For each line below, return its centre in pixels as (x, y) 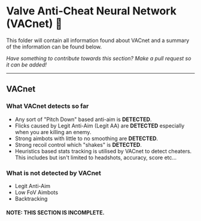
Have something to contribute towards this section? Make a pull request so (99, 58)
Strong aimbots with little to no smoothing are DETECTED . (86, 138)
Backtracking (31, 198)
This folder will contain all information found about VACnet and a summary (98, 40)
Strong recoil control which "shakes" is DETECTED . (78, 144)
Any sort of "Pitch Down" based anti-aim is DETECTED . (83, 119)
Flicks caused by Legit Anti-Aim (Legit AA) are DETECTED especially (100, 125)
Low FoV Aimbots (36, 192)
